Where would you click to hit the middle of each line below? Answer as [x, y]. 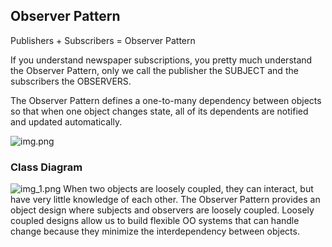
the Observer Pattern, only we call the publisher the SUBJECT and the [154, 70]
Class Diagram [46, 167]
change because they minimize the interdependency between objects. [155, 231]
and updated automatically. [66, 121]
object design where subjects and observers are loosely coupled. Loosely [162, 210]
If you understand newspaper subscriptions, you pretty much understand [161, 60]
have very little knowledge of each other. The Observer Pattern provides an [165, 200]
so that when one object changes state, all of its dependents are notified [159, 111]
